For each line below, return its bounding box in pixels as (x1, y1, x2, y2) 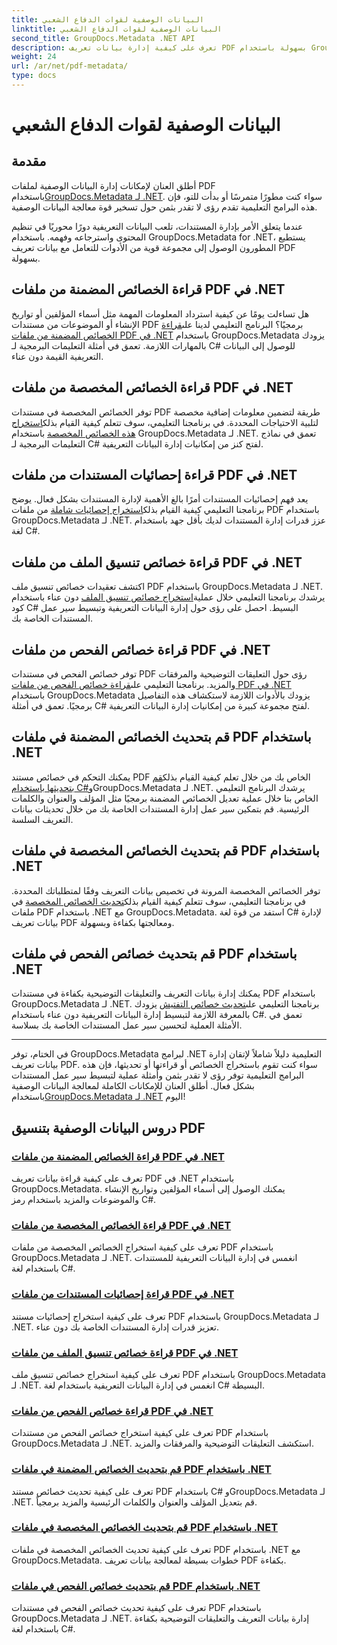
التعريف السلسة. (11, 813, 74, 825)
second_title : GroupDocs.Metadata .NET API (11, 33, 196, 43)
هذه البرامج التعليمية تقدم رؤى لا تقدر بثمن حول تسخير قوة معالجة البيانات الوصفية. (11, 201, 318, 213)
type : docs (11, 71, 57, 81)
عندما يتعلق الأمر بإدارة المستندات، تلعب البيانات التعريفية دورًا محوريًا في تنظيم (11, 220, 304, 232)
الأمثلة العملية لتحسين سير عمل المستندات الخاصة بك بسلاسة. (11, 1019, 243, 1031)
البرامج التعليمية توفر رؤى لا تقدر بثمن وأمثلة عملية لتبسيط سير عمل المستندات (11, 1069, 304, 1081)
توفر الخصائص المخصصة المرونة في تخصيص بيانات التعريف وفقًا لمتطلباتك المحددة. (11, 884, 321, 896)
